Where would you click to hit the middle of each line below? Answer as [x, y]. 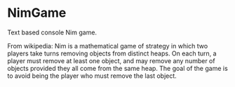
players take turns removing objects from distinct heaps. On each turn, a [112, 53]
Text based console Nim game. [52, 32]
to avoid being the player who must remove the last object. [92, 76]
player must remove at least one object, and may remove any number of [111, 60]
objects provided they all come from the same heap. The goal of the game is [117, 68]
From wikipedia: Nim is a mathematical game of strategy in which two [108, 46]
